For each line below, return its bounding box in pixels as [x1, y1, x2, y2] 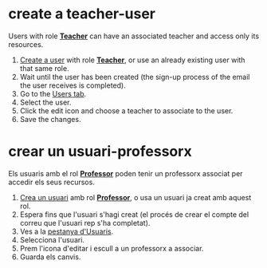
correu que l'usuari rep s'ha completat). [19, 218, 151, 227]
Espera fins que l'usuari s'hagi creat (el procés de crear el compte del [19, 209, 249, 219]
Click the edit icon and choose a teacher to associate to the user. [19, 105, 234, 116]
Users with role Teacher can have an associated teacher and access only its [8, 31, 260, 41]
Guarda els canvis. [19, 252, 81, 262]
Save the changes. [19, 114, 81, 124]
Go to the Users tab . [19, 89, 87, 98]
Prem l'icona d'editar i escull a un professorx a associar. [19, 243, 204, 253]
